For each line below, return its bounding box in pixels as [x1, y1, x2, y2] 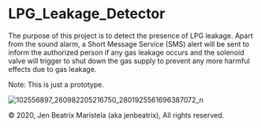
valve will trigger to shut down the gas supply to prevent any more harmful [8, 56, 250, 66]
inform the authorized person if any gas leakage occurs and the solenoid [8, 47, 244, 57]
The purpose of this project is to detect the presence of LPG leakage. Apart [8, 31, 254, 40]
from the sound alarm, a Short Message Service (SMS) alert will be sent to [8, 39, 250, 48]
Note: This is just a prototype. [8, 80, 104, 89]
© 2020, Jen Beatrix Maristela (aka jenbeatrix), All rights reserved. [8, 110, 225, 119]
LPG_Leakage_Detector [8, 5, 166, 23]
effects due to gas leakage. [8, 64, 97, 73]
